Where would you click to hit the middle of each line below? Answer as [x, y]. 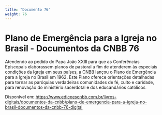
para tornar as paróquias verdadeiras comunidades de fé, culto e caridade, [80, 82]
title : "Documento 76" [28, 9]
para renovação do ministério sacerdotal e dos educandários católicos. [76, 87]
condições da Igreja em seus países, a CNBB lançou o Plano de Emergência [81, 72]
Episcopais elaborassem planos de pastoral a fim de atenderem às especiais [81, 67]
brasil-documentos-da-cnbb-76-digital [44, 107]
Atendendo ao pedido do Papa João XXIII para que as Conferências [72, 62]
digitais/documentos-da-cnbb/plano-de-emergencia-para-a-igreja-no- [76, 102]
